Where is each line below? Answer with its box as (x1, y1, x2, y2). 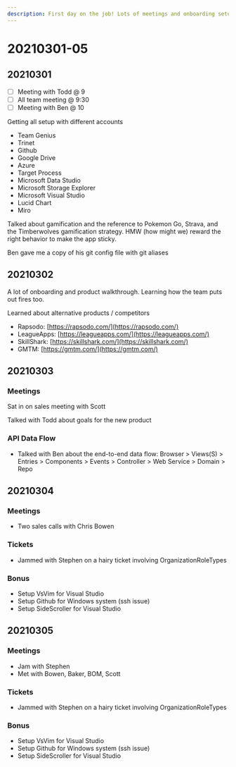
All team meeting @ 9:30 (17, 95, 89, 104)
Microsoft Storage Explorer (17, 183, 96, 192)
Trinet (17, 138, 35, 147)
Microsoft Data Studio (17, 176, 81, 184)
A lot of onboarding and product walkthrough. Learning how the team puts (7, 287, 223, 296)
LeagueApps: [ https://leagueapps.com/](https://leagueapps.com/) (17, 329, 209, 338)
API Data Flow (7, 434, 56, 443)
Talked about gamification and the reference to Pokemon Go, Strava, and (7, 219, 218, 228)
